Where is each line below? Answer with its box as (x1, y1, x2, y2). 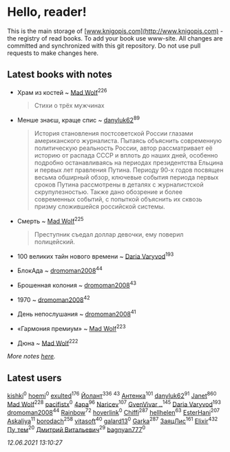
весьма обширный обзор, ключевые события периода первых (34, 173, 219, 182)
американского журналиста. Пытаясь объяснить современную (34, 137, 222, 145)
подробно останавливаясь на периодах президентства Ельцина (34, 159, 224, 167)
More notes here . (7, 352, 56, 360)
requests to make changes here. (7, 49, 98, 57)
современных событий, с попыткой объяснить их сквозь (34, 195, 202, 204)
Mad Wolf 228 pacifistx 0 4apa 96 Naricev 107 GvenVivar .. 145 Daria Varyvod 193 (7, 398, 222, 408)
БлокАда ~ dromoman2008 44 (17, 266, 103, 275)
